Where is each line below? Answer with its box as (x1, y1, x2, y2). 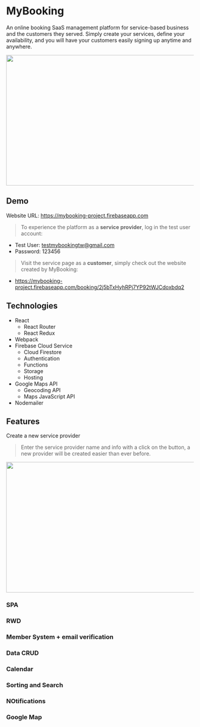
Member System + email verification (6, 633, 114, 641)
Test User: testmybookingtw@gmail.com (14, 241, 115, 248)
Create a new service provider (6, 432, 80, 439)
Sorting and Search (6, 680, 64, 689)
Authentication (23, 355, 60, 362)
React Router (23, 323, 56, 330)
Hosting (23, 374, 43, 381)
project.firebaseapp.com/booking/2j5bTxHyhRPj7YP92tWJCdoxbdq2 (14, 284, 185, 291)
